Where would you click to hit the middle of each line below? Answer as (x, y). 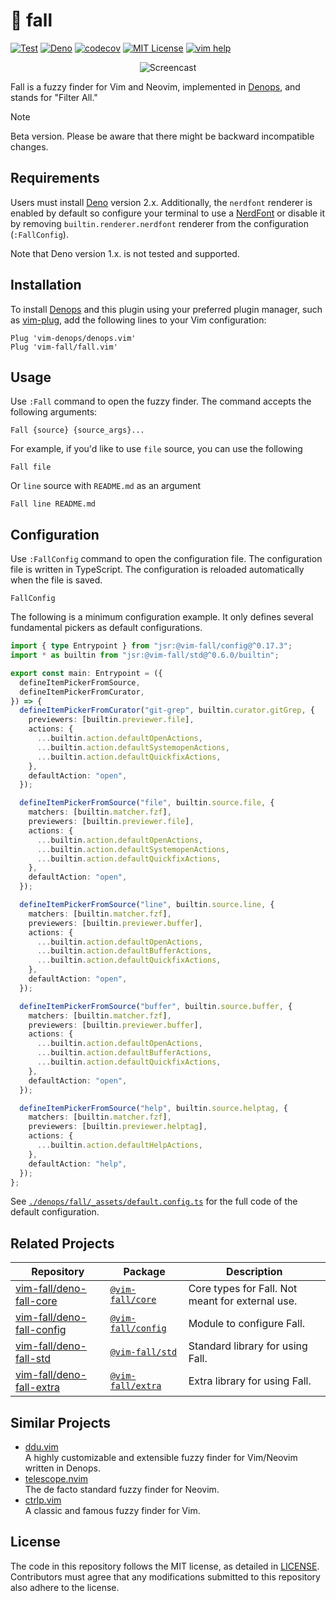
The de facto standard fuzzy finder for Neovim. (122, 1490)
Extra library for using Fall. (250, 1381)
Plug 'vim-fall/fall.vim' (64, 347)
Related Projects (62, 1243)
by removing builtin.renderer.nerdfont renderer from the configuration (159, 223)
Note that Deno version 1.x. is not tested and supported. (125, 253)
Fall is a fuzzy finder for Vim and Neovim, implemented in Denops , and (155, 86)
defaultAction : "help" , (78, 1164)
